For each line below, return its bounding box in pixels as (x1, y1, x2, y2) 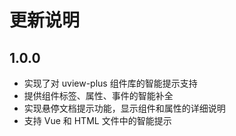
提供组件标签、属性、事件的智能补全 (23, 90, 174, 101)
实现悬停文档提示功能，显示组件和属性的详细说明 (23, 102, 226, 114)
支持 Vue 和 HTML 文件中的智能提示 (23, 115, 172, 126)
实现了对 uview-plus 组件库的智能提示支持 (23, 77, 198, 89)
